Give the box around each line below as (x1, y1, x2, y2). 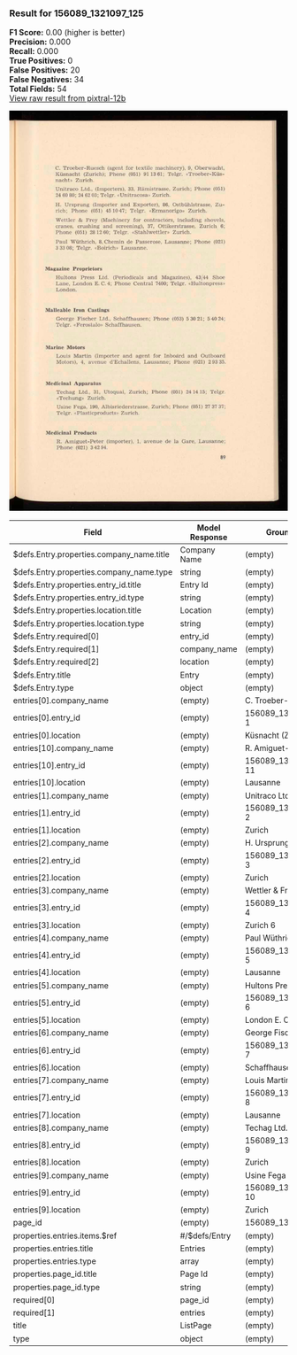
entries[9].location (12, 1204, 81, 1215)
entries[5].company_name (12, 979, 109, 990)
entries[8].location (12, 1157, 81, 1167)
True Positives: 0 (9, 56, 73, 66)
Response (189, 531, 228, 542)
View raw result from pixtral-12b (9, 93, 126, 104)
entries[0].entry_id (12, 712, 81, 724)
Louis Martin (244, 1075, 291, 1086)
